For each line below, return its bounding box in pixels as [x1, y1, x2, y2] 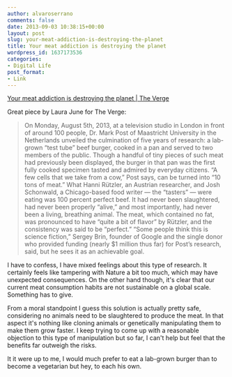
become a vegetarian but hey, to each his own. [7, 362, 141, 371]
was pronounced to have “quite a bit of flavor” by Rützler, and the [24, 218, 212, 226]
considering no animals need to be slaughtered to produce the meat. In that [7, 311, 224, 320]
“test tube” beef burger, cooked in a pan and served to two [44, 144, 214, 152]
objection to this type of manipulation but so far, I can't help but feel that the [7, 334, 226, 342]
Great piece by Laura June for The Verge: [7, 108, 127, 116]
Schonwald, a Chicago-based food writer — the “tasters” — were [24, 188, 212, 196]
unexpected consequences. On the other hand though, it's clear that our [7, 276, 215, 284]
